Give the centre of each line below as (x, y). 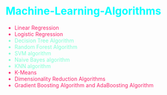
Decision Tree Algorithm (44, 40)
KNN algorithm (33, 66)
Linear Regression (37, 28)
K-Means (25, 72)
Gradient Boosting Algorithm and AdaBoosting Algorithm (84, 85)
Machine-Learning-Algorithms (83, 11)
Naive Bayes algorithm (42, 60)
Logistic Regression (39, 34)
